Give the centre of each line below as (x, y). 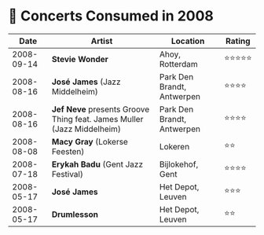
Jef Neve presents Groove (101, 109)
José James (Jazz (86, 82)
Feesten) (68, 151)
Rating (238, 41)
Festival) (68, 174)
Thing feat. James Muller (97, 119)
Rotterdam (178, 64)
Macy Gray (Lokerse (90, 141)
